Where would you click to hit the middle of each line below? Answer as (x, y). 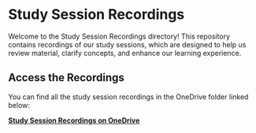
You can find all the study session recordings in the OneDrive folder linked (128, 97)
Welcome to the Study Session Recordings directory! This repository (119, 36)
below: (19, 105)
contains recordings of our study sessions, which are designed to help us (127, 44)
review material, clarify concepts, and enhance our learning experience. (125, 53)
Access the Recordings (66, 78)
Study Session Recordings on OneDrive (74, 120)
